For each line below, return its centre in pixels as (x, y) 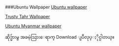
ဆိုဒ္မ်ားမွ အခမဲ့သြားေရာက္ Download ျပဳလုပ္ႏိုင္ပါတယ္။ (60, 37)
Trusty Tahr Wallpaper (28, 16)
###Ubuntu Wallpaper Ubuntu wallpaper (46, 7)
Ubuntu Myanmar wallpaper (33, 26)
